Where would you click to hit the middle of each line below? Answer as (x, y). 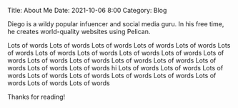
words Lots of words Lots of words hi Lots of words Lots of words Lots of (115, 68)
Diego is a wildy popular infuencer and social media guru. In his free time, (116, 24)
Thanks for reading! (36, 97)
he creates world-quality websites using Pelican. (79, 32)
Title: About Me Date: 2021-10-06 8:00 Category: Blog (87, 10)
